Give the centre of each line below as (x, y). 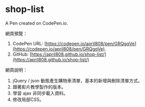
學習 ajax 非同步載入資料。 (40, 93)
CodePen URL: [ (29, 43)
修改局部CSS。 (28, 99)
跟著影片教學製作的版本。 (39, 87)
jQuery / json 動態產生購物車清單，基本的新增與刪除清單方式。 (77, 80)
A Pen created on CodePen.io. (37, 23)
